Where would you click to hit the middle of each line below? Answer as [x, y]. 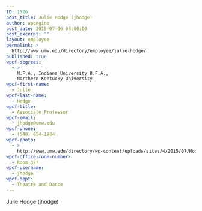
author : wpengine [28, 23]
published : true [26, 56]
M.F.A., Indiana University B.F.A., [63, 73]
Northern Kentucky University [55, 79]
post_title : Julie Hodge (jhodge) [50, 17]
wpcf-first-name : [28, 85]
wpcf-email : [21, 117]
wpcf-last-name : [26, 95]
